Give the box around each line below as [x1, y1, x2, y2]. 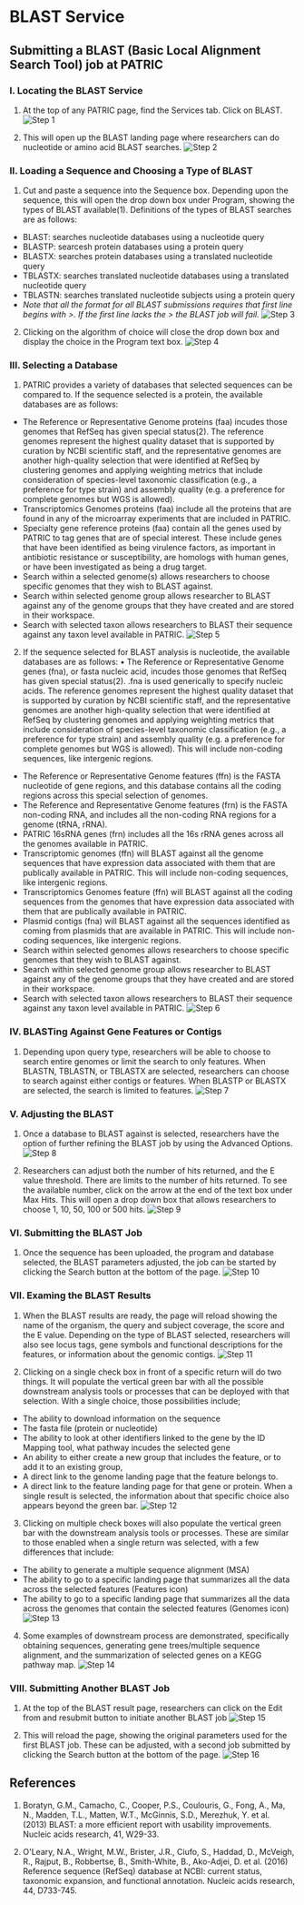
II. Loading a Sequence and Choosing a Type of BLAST [9, 164, 253, 176]
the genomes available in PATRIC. [22, 839, 148, 850]
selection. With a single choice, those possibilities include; [22, 1395, 240, 1406]
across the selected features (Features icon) [22, 1583, 189, 1594]
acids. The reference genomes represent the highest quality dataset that [22, 685, 294, 697]
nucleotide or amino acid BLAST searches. [22, 141, 182, 152]
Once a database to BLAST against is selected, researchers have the [22, 1128, 279, 1139]
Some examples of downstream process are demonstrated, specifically [22, 1630, 289, 1641]
